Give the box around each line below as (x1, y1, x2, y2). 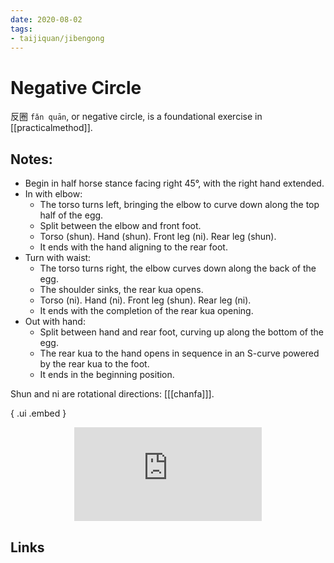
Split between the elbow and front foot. (39, 220, 202, 232)
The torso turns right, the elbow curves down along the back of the (39, 262, 317, 275)
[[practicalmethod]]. (10, 122, 93, 134)
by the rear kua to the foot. (39, 358, 150, 370)
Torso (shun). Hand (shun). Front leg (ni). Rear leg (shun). (39, 231, 277, 243)
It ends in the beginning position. (39, 369, 175, 381)
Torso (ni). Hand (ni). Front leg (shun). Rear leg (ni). (39, 294, 252, 306)
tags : (10, 24, 33, 34)
